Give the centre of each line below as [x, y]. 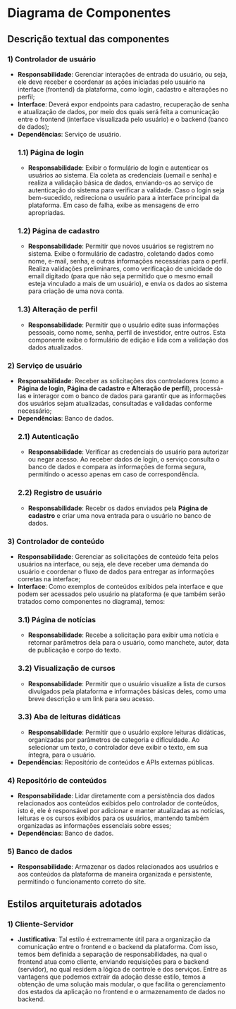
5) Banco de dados [40, 852]
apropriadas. [46, 213]
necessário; [35, 411]
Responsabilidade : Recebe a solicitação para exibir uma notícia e [123, 635]
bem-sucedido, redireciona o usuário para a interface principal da [124, 198]
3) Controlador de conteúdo [56, 541]
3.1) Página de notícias [57, 619]
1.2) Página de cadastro [58, 231]
